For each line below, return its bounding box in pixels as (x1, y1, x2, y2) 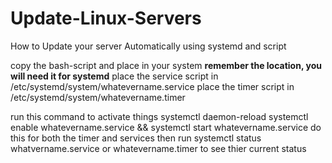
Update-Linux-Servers (10, 7, 202, 30)
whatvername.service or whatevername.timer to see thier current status (10, 142, 307, 154)
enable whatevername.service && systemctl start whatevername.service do (10, 121, 322, 133)
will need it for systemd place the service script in (10, 70, 219, 82)
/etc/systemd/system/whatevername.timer (10, 91, 186, 103)
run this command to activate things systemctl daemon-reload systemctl (10, 110, 309, 122)
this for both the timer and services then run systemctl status (10, 132, 262, 144)
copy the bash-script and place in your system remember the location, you (10, 59, 322, 71)
